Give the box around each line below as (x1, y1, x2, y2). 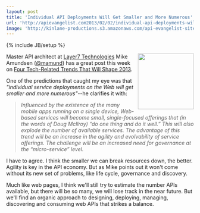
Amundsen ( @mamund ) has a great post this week (6, 59, 131, 67)
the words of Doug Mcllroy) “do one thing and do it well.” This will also (20, 120, 194, 128)
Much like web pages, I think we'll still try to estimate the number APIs (6, 181, 178, 189)
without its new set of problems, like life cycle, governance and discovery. (6, 170, 187, 177)
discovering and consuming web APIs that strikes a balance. (6, 201, 154, 208)
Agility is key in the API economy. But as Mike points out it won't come (6, 164, 179, 171)
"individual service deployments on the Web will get (6, 84, 134, 91)
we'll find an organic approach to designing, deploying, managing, (6, 194, 168, 201)
